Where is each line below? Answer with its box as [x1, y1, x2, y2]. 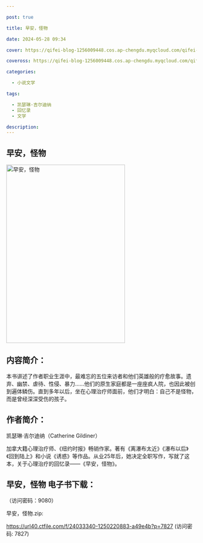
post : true [6, 14, 34, 20]
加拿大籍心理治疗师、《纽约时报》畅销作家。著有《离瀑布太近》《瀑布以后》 [6, 445, 189, 452]
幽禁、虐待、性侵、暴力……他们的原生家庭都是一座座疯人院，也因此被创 [16, 380, 196, 387]
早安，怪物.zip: [6, 510, 43, 517]
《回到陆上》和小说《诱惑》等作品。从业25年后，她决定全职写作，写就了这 [6, 452, 190, 459]
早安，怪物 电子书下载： [6, 479, 95, 490]
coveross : [6, 58, 31, 64]
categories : [6, 69, 36, 75]
